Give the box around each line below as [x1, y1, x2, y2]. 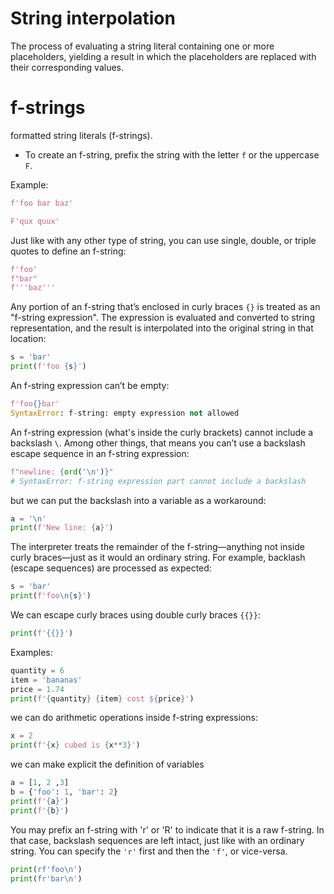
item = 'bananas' [10, 675, 83, 685]
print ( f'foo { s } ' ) [10, 362, 87, 372]
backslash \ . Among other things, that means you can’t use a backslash [10, 437, 306, 449]
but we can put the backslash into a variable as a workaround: [10, 494, 267, 506]
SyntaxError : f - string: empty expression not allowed [10, 408, 240, 418]
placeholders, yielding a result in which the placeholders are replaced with [10, 50, 317, 62]
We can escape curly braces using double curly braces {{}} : [10, 609, 261, 621]
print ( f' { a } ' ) [10, 796, 70, 806]
